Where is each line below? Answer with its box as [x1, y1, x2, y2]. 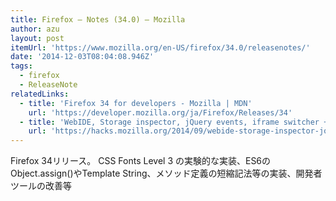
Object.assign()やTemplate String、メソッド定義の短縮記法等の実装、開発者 [10, 167, 323, 180]
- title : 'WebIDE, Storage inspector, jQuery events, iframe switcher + [19, 117, 329, 127]
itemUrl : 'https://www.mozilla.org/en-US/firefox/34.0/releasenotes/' [10, 42, 311, 53]
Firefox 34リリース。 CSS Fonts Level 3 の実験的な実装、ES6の [10, 155, 272, 167]
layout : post [10, 33, 65, 43]
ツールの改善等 [10, 180, 72, 192]
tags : [10, 61, 33, 71]
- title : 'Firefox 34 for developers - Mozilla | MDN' [19, 98, 253, 108]
